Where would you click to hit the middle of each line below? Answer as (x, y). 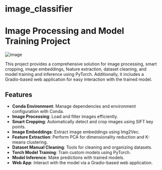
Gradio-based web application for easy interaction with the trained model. (79, 79)
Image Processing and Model (65, 31)
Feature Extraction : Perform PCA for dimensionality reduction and (78, 137)
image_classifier (39, 9)
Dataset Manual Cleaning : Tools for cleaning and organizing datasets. (82, 147)
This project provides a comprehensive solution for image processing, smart (81, 64)
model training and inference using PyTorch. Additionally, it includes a (74, 74)
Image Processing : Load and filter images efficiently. (65, 116)
